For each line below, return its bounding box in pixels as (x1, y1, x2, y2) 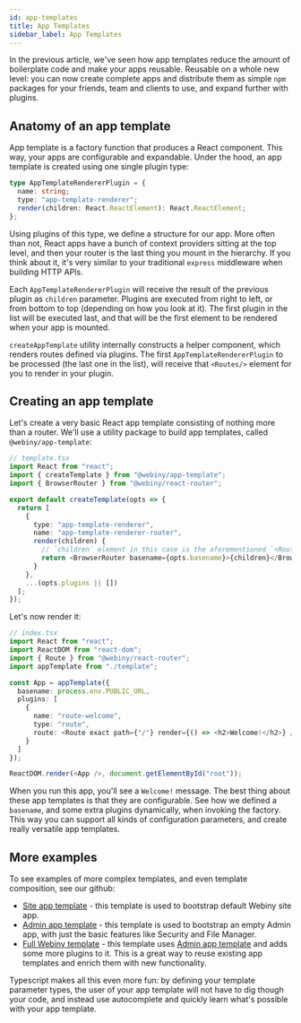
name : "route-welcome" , (32, 712, 123, 721)
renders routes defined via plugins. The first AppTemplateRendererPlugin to (9, 349, 284, 360)
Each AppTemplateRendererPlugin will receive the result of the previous (9, 283, 269, 294)
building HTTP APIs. (9, 266, 83, 277)
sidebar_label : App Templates (9, 30, 123, 39)
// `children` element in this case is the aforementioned (41, 545, 267, 554)
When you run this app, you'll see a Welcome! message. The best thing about (9, 785, 291, 796)
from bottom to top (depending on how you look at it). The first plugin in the (9, 302, 288, 314)
